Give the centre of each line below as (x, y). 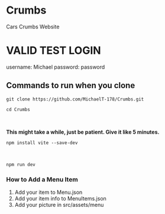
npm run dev (21, 164)
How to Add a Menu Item (42, 179)
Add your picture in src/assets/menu (59, 205)
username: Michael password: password (56, 67)
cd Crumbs (18, 109)
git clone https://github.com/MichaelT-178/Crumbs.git (75, 99)
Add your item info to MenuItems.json (60, 198)
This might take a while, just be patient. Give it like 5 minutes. (83, 132)
